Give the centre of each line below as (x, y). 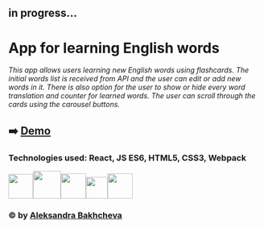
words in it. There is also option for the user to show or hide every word (127, 87)
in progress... (43, 13)
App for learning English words (114, 48)
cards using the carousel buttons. (64, 105)
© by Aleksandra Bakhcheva (65, 215)
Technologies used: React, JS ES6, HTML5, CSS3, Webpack (128, 158)
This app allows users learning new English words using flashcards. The (129, 70)
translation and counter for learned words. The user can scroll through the (132, 96)
